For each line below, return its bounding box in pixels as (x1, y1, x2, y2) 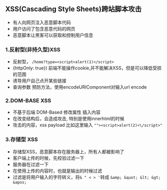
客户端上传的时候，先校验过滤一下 (12, 155, 85, 161)
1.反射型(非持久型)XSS (5, 46, 61, 53)
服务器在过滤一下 (12, 161, 49, 167)
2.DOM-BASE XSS (5, 97, 51, 104)
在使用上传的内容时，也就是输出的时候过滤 (12, 168, 102, 174)
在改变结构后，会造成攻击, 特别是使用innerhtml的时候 (12, 116, 125, 122)
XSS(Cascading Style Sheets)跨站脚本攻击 (5, 5, 142, 14)
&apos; (12, 180, 27, 185)
